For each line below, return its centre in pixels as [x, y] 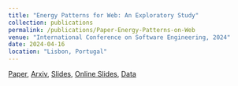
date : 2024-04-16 [37, 45]
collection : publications [50, 23]
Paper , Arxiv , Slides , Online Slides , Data [72, 74]
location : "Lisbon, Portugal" [58, 52]
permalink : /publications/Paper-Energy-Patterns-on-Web [102, 30]
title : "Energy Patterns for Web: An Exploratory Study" [104, 15]
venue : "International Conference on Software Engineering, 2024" [119, 37]
